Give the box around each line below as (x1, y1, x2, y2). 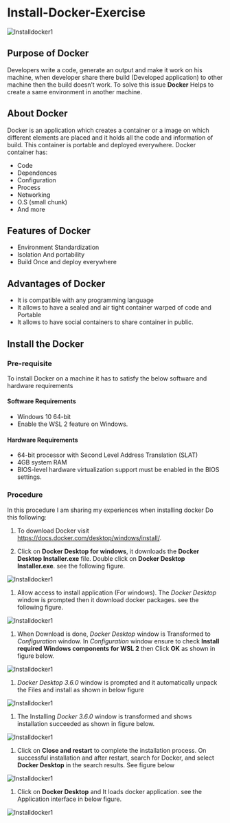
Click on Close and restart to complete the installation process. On (16, 746, 207, 754)
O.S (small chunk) (16, 197, 67, 206)
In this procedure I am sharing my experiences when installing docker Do (7, 506, 214, 514)
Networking (16, 191, 51, 199)
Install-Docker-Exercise (7, 5, 146, 21)
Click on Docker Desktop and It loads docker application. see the (16, 787, 203, 795)
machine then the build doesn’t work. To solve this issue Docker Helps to (7, 81, 214, 89)
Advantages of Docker (7, 277, 106, 290)
